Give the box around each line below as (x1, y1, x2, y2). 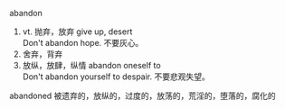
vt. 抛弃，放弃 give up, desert (22, 26, 133, 37)
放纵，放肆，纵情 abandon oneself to (22, 60, 161, 70)
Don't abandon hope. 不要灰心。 (22, 38, 144, 48)
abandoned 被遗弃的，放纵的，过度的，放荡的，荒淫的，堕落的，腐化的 (9, 90, 276, 101)
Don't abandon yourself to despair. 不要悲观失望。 (22, 71, 210, 82)
